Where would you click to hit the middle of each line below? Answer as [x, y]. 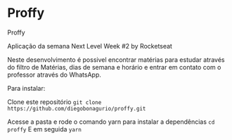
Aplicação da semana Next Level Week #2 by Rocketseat [90, 46]
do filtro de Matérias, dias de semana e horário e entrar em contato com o [114, 67]
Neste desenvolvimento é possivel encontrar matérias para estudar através [116, 59]
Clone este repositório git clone [54, 102]
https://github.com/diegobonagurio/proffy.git [77, 108]
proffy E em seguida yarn [45, 129]
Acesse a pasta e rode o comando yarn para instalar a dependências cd [111, 122]
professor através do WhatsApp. [54, 75]
